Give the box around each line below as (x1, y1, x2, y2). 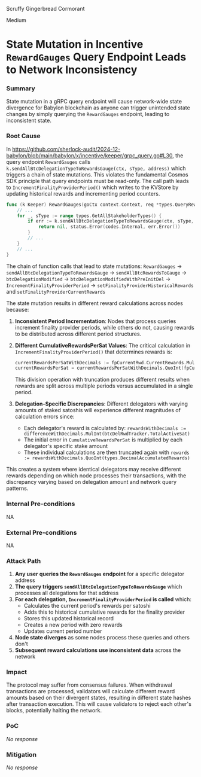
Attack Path (6, 556, 41, 565)
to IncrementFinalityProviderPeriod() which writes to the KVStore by (6, 184, 179, 191)
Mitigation (6, 750, 37, 758)
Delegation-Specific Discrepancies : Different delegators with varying (14, 400, 188, 407)
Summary (6, 84, 36, 93)
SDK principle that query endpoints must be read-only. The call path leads (6, 177, 190, 184)
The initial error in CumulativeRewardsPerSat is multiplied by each (23, 436, 183, 443)
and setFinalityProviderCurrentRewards (6, 288, 106, 295)
